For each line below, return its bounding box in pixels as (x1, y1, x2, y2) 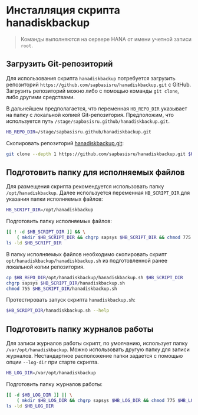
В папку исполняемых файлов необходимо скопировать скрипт (6, 250, 167, 257)
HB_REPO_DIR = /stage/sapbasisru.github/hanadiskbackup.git (6, 129, 151, 135)
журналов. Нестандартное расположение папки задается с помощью (6, 352, 183, 360)
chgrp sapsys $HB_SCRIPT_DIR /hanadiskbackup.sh (6, 280, 126, 286)
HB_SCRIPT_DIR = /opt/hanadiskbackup (6, 207, 94, 213)
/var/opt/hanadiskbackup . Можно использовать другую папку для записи (6, 346, 190, 353)
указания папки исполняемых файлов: (6, 195, 103, 202)
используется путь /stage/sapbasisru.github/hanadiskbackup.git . (6, 117, 170, 125)
